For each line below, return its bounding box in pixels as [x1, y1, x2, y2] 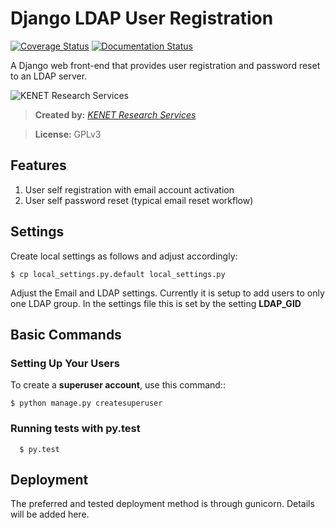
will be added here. [10, 508, 90, 521]
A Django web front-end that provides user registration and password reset [10, 59, 321, 71]
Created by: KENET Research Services [34, 108, 197, 121]
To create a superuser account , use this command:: [10, 379, 226, 391]
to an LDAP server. [10, 70, 88, 82]
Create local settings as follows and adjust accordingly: [10, 250, 238, 262]
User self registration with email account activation [24, 183, 235, 196]
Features [10, 157, 67, 174]
